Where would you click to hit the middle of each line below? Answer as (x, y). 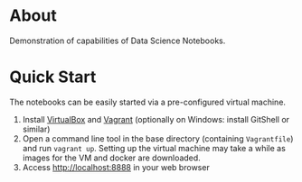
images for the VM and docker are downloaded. (111, 158)
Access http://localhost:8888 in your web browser (116, 167)
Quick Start (53, 77)
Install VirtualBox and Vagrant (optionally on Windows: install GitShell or (156, 119)
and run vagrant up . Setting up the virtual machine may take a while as (154, 148)
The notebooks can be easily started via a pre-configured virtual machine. (148, 102)
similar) (36, 129)
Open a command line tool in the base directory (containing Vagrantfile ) (158, 138)
